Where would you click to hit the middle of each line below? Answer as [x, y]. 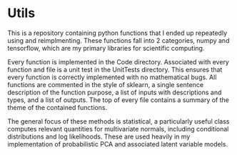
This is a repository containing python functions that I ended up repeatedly [117, 33]
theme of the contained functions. [57, 107]
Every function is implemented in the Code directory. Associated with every [118, 61]
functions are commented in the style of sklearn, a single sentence [106, 84]
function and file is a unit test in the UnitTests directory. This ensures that [115, 69]
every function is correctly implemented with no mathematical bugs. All [112, 77]
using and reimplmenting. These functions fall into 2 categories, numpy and [118, 40]
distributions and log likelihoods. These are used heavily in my [99, 136]
